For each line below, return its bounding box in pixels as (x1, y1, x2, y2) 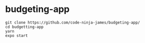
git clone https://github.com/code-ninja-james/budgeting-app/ (5, 20, 140, 25)
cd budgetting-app (5, 24, 44, 29)
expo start (5, 33, 28, 38)
